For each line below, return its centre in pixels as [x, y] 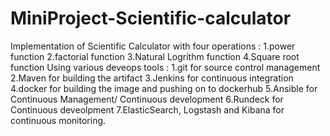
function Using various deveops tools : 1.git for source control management [165, 67]
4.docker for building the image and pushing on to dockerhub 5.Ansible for [164, 88]
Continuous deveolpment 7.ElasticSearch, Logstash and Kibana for [147, 109]
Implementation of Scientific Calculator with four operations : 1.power [153, 46]
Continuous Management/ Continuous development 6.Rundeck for [147, 99]
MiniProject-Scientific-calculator [151, 18]
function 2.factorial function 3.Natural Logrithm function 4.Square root [155, 56]
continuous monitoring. [58, 120]
